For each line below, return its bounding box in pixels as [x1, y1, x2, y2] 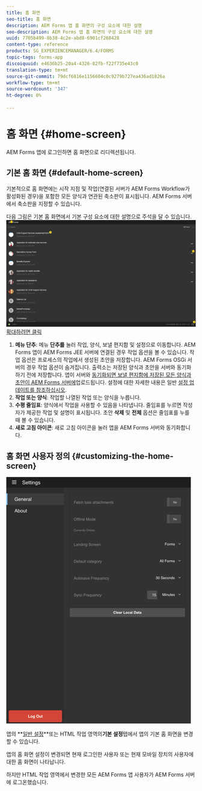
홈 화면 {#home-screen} [6, 127, 126, 141]
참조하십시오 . [35, 386, 67, 394]
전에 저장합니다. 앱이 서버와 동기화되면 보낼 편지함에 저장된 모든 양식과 [26, 371, 192, 379]
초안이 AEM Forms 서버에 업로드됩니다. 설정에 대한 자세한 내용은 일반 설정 [14, 379, 188, 386]
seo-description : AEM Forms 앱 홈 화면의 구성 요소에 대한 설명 [6, 29, 153, 35]
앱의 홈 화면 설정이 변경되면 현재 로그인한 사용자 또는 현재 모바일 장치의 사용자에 [6, 751, 194, 758]
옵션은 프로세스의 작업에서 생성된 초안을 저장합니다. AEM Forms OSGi [21, 356, 186, 364]
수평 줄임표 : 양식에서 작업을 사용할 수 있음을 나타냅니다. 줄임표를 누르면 [14, 402, 182, 409]
